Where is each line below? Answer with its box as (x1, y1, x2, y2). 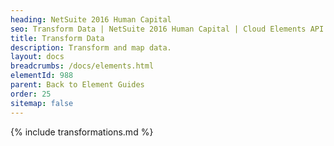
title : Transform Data (10, 33, 105, 43)
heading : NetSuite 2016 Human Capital (10, 14, 172, 25)
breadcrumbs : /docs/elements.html (10, 61, 155, 71)
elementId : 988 (10, 71, 74, 81)
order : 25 (10, 89, 52, 99)
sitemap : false (10, 98, 74, 108)
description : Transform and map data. (10, 42, 172, 53)
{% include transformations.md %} (10, 126, 154, 138)
